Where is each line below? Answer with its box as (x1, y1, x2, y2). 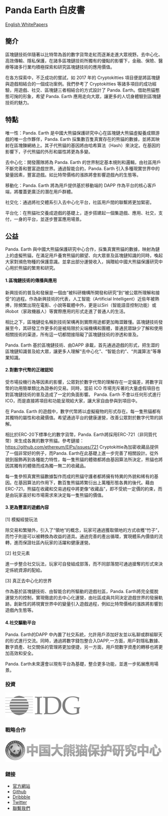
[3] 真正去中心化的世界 (5, 577, 52, 583)
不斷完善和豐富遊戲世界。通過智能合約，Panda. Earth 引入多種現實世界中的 (5, 165, 160, 171)
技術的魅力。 (5, 99, 31, 105)
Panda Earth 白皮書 (5, 4, 85, 16)
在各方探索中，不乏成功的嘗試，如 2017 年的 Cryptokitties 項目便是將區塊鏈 (5, 74, 160, 80)
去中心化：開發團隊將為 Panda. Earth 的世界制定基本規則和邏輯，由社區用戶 (5, 159, 161, 165)
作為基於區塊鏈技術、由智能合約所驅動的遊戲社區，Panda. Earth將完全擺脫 (5, 588, 159, 594)
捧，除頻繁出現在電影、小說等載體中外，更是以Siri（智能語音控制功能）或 (5, 302, 156, 308)
